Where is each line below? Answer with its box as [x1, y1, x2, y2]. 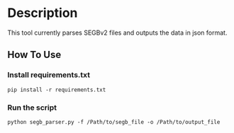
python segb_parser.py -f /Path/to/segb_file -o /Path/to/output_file [7, 118, 221, 125]
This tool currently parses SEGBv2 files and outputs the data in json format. [7, 28, 228, 37]
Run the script [7, 103, 57, 112]
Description [7, 5, 78, 21]
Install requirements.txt [7, 70, 91, 80]
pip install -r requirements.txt [7, 86, 106, 93]
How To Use [7, 49, 62, 61]
